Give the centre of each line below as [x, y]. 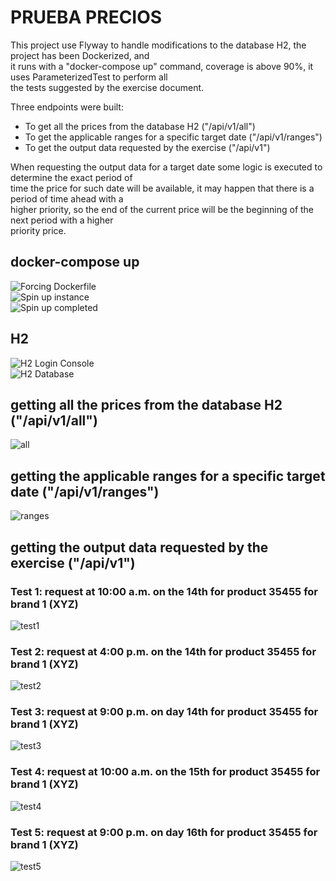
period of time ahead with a [67, 198]
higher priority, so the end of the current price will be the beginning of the [162, 209]
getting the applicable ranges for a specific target [168, 476]
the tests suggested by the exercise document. [107, 87]
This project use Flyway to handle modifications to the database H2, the [158, 45]
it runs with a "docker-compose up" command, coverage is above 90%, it [162, 66]
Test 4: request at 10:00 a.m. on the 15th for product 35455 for [165, 772]
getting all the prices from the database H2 [146, 404]
